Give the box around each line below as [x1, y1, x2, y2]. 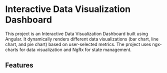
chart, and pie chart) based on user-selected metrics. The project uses [5, 41, 151, 47]
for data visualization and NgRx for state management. [19, 46, 131, 52]
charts [5, 46, 18, 52]
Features [5, 61, 33, 69]
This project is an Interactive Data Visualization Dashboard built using [5, 30, 148, 36]
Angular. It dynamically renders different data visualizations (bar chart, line [5, 36, 159, 42]
